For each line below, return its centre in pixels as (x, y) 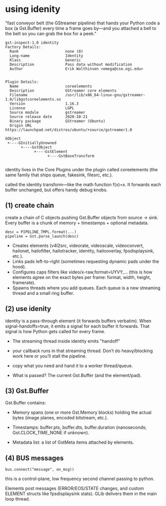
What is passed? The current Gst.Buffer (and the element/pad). (77, 375)
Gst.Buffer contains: (26, 403)
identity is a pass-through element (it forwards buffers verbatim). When (78, 321)
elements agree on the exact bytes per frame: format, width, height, (82, 277)
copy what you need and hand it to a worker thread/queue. (73, 366)
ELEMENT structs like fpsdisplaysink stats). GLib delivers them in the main (81, 494)
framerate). (24, 282)
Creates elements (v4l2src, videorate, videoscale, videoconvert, (78, 246)
